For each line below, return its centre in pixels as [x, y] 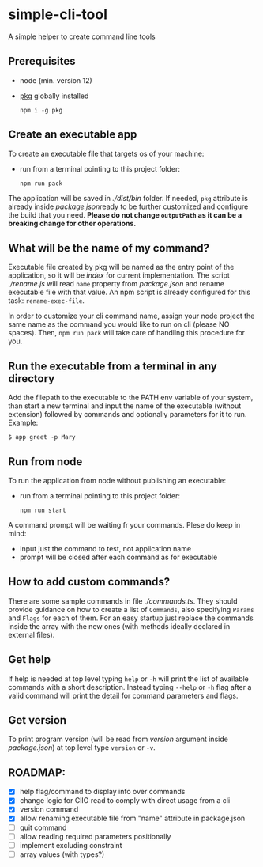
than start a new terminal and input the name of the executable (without [125, 406]
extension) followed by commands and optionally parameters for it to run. [128, 415]
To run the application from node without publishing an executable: [117, 481]
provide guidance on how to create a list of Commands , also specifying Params [131, 609]
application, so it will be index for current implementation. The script [119, 275]
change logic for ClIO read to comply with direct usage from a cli [125, 801]
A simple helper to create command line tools [82, 36]
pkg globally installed [54, 96]
